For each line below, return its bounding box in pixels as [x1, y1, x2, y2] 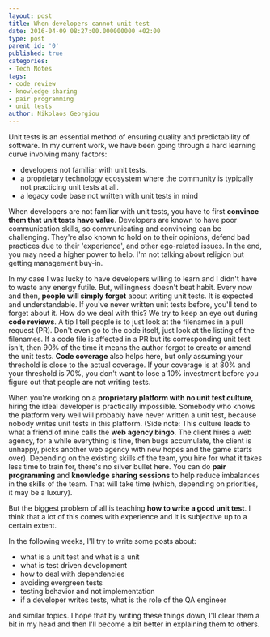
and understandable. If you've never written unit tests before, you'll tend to [8, 300, 258, 309]
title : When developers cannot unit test [8, 19, 150, 28]
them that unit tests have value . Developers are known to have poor [8, 216, 238, 224]
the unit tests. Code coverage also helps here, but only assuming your [8, 352, 243, 361]
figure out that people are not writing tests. [8, 378, 151, 387]
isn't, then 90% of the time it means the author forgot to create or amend [8, 343, 251, 353]
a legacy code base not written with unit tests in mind [19, 191, 199, 200]
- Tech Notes [8, 65, 53, 73]
